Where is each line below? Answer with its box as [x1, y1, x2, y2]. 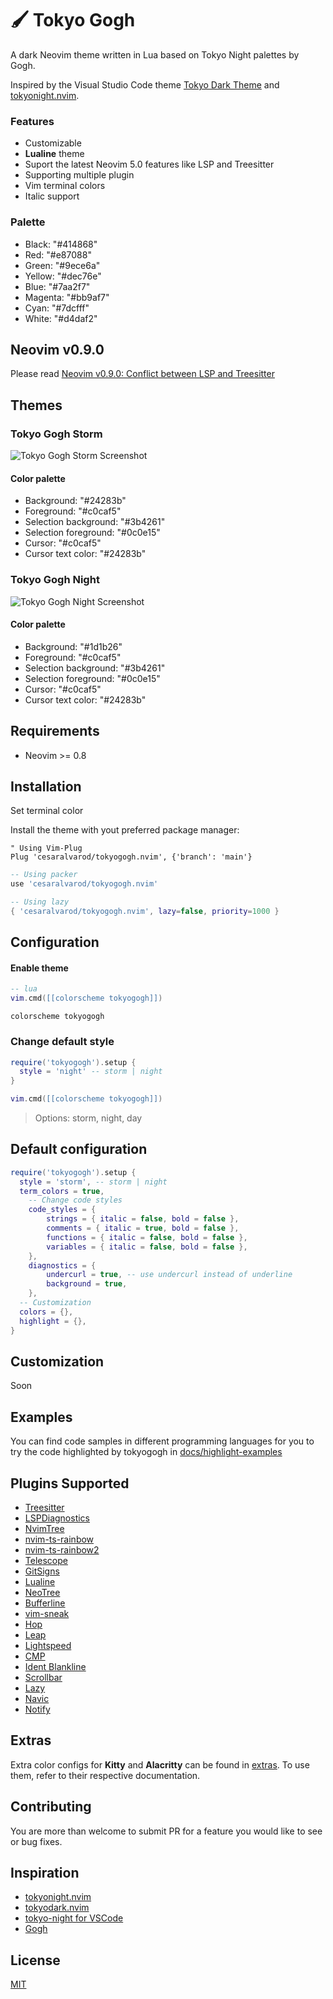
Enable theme [10, 962, 69, 974]
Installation [10, 778, 82, 795]
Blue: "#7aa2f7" [24, 280, 91, 292]
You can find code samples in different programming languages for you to [10, 1435, 315, 1447]
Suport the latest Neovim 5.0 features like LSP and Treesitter [24, 158, 275, 171]
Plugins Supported [10, 1475, 130, 1492]
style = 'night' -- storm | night [19, 1067, 163, 1077]
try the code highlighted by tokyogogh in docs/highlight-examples [10, 1446, 283, 1458]
